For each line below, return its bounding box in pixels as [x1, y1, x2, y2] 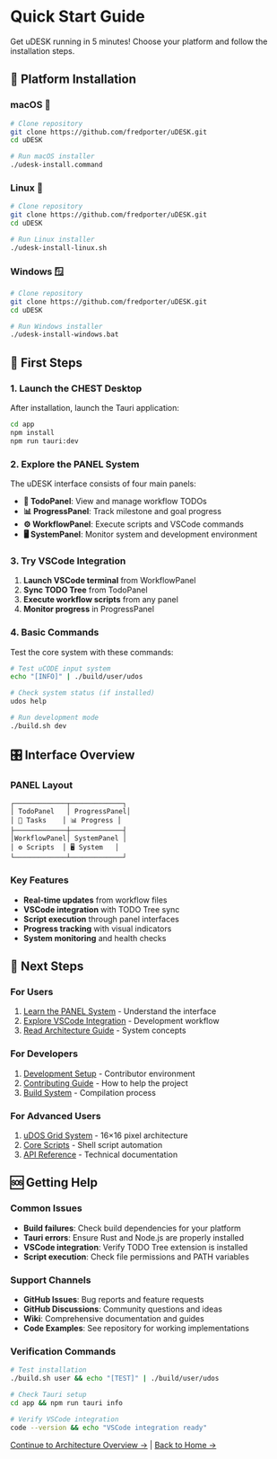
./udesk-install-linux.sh [10, 243, 107, 253]
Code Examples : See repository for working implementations [22, 1323, 250, 1334]
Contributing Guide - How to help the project [22, 1077, 189, 1089]
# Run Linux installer [10, 235, 95, 244]
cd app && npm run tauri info [10, 1398, 124, 1408]
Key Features [10, 874, 70, 886]
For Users [10, 986, 54, 999]
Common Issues [10, 1202, 83, 1214]
